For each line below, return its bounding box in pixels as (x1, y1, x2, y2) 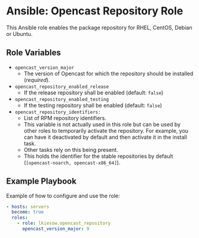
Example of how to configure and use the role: (6, 192, 120, 199)
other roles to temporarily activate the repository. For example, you (23, 127, 189, 134)
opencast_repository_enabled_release (14, 84, 109, 90)
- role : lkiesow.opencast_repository (17, 220, 111, 227)
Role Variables (6, 48, 61, 58)
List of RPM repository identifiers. (23, 114, 106, 121)
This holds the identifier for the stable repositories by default (23, 152, 173, 160)
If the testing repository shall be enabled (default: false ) (23, 102, 163, 109)
